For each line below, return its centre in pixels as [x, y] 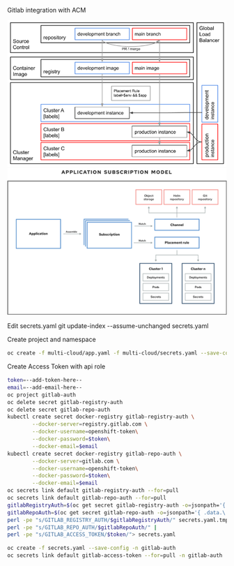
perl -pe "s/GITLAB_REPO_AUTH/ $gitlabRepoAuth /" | [82, 527]
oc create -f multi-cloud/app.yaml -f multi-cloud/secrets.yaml [102, 353]
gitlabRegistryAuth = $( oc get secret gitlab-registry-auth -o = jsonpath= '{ [117, 505]
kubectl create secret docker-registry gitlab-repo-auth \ [95, 454]
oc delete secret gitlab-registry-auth [65, 402]
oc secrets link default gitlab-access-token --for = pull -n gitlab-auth [115, 556]
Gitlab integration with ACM [47, 10]
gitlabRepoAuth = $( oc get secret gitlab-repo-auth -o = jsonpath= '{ [104, 512]
